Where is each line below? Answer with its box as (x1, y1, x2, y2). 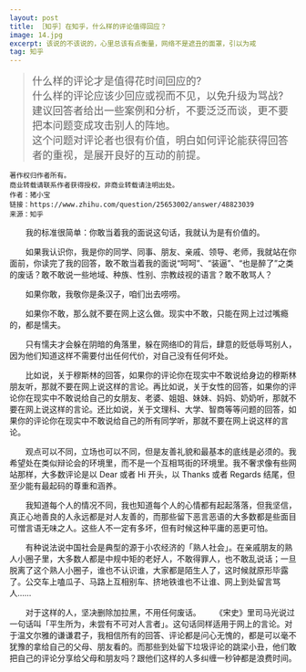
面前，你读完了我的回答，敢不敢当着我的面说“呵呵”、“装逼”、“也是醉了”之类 (9, 257, 294, 269)
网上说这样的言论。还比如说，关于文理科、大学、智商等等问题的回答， (25, 404, 289, 415)
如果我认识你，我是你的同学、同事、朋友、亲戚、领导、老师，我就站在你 (25, 247, 297, 257)
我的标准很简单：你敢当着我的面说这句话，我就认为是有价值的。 (25, 227, 265, 238)
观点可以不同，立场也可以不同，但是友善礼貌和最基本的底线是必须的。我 (25, 446, 297, 457)
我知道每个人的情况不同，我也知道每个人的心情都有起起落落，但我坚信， (25, 499, 297, 511)
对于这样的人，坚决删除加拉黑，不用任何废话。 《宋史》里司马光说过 (25, 607, 295, 618)
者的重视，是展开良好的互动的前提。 (31, 149, 207, 163)
